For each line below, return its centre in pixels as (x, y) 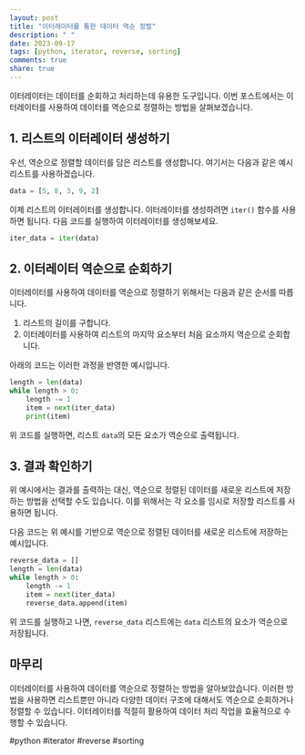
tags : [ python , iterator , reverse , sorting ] (95, 52)
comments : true (38, 60)
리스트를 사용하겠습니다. (52, 173)
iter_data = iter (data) (55, 238)
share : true (32, 69)
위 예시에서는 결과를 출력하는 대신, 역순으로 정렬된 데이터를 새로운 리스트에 (142, 490)
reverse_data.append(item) (77, 603)
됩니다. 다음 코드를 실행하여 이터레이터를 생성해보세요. (122, 220)
